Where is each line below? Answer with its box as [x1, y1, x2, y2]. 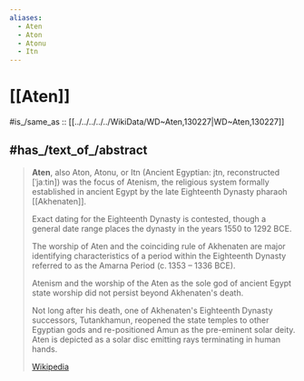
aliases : [9, 13, 43, 23]
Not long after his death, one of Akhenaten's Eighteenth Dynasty [31, 305, 274, 316]
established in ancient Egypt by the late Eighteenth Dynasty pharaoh [31, 185, 288, 196]
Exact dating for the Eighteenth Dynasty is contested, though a [31, 213, 267, 224]
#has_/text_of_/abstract [9, 143, 148, 158]
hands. [31, 343, 58, 355]
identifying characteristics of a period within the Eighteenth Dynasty [31, 250, 287, 261]
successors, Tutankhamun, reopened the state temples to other [31, 315, 270, 326]
